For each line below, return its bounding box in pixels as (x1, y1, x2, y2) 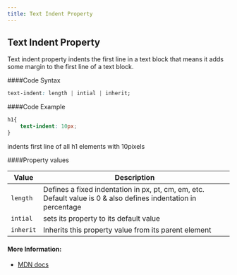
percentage (43, 202, 82, 212)
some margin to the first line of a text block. (7, 63, 134, 71)
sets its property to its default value (43, 213, 161, 223)
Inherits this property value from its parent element (43, 225, 212, 235)
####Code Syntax (7, 76, 61, 85)
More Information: (7, 245, 62, 253)
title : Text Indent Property (7, 10, 93, 18)
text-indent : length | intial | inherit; (7, 90, 131, 97)
